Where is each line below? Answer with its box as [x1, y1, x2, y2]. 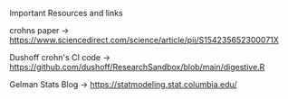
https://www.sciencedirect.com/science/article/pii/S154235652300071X [9, 35, 279, 45]
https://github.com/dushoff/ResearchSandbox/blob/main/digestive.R [9, 62, 265, 72]
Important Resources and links [9, 8, 124, 18]
